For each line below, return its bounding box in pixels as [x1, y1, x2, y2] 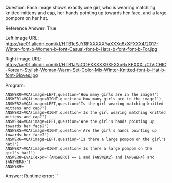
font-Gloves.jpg [5, 72, 38, 78]
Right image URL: [5, 56, 42, 62]
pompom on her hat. [5, 15, 49, 21]
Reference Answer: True [5, 25, 57, 31]
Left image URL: [5, 35, 39, 41]
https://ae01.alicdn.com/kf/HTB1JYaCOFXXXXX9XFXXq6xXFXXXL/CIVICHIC [5, 62, 167, 67]
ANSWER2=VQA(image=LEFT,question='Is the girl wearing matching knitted [5, 101, 164, 106]
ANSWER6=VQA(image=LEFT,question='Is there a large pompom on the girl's [5, 137, 166, 142]
